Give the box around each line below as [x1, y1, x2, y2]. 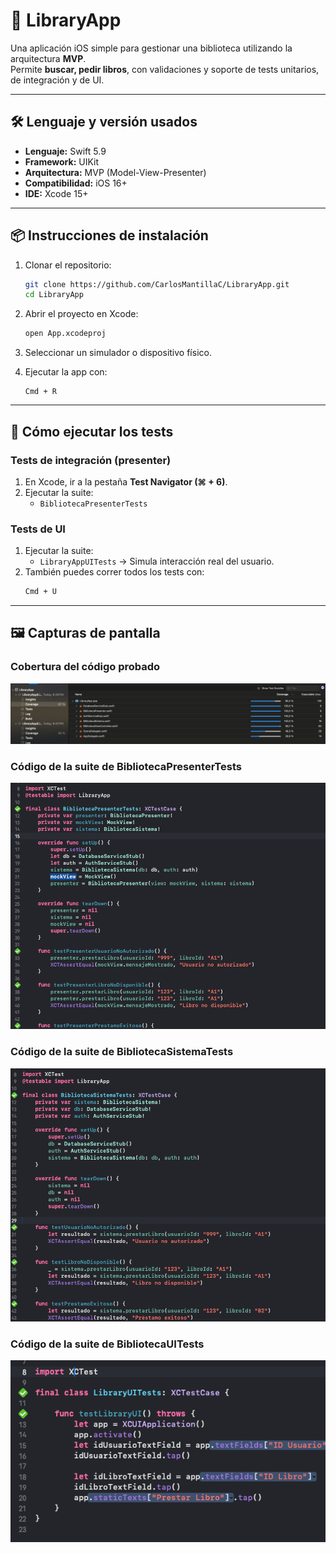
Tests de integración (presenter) [10, 453, 172, 467]
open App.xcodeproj [24, 329, 107, 339]
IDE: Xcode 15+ [24, 187, 89, 199]
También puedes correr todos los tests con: [24, 566, 205, 578]
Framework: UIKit [24, 155, 100, 168]
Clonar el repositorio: [24, 259, 112, 271]
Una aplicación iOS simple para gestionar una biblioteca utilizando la [10, 42, 293, 54]
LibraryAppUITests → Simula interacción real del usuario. [39, 555, 275, 568]
